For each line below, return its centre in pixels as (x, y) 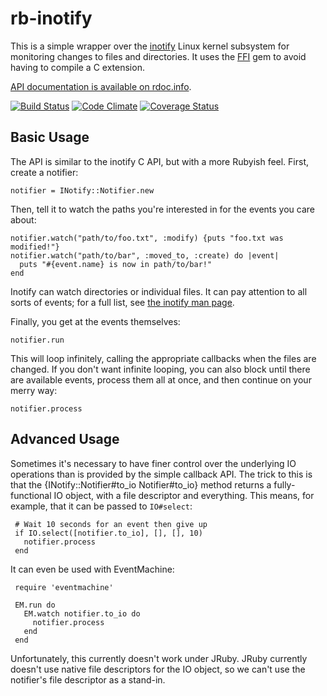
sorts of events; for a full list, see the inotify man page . (122, 302)
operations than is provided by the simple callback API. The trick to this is (161, 474)
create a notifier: (44, 172)
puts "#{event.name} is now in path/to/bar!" (116, 264)
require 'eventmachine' (64, 587)
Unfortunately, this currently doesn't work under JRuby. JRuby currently (159, 658)
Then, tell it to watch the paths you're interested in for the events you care (163, 209)
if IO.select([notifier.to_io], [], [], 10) (108, 533)
